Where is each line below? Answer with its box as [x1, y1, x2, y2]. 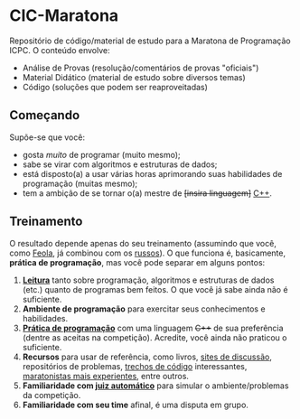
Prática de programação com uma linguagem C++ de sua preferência [22, 322, 284, 333]
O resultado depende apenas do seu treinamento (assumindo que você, [9, 237, 277, 248]
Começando [9, 107, 80, 123]
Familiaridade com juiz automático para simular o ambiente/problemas [22, 380, 289, 391]
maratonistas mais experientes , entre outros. [22, 370, 190, 381]
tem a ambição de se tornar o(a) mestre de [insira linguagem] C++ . [22, 187, 273, 199]
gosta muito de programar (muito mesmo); [22, 149, 181, 160]
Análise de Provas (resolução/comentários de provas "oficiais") [22, 62, 259, 73]
